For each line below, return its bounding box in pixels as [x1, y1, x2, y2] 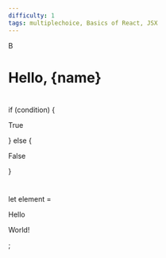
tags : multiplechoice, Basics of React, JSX [8, 19, 158, 27]
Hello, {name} [8, 68, 102, 87]
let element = [8, 194, 52, 204]
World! [8, 225, 30, 235]
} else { [8, 136, 32, 145]
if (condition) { [8, 105, 56, 114]
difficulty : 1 [8, 11, 56, 20]
